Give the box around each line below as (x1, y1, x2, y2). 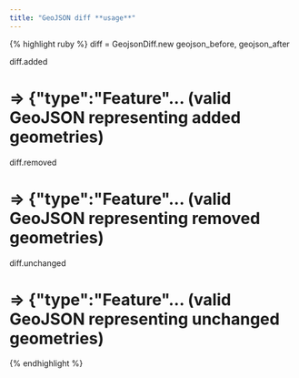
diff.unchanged (9, 257, 66, 269)
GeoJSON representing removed (9, 208, 261, 229)
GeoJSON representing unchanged (9, 309, 280, 329)
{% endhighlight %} (9, 358, 84, 369)
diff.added (9, 56, 48, 66)
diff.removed (9, 157, 57, 168)
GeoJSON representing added (9, 107, 241, 128)
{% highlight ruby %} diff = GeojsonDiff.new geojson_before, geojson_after (9, 38, 291, 49)
